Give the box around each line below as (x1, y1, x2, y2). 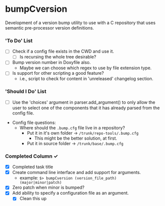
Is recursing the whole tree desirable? (19, 54, 97, 60)
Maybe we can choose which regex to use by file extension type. (19, 65, 152, 71)
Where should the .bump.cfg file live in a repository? (19, 124, 125, 131)
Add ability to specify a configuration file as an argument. (12, 190, 129, 196)
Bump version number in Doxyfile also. (12, 59, 91, 65)
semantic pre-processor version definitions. (5, 25, 95, 30)
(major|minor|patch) (19, 180, 62, 185)
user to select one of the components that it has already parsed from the (12, 105, 160, 111)
